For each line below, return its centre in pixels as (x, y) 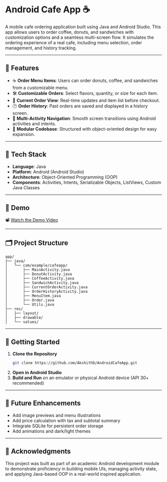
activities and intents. (34, 123)
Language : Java (29, 166)
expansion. (24, 134)
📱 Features (22, 68)
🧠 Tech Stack (26, 155)
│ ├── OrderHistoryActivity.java (46, 292)
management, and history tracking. (41, 48)
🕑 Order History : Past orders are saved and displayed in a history (80, 106)
